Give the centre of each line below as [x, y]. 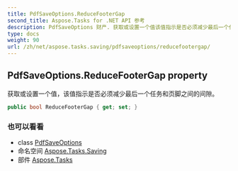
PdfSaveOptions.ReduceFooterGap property [107, 76]
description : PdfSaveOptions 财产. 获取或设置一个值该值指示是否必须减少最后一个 [118, 27]
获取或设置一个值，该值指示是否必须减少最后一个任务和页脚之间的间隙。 [113, 94]
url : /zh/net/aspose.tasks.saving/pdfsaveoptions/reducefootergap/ [109, 47]
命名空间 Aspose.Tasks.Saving [62, 150]
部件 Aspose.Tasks [45, 160]
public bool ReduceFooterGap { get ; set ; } [73, 107]
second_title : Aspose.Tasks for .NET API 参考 [76, 21]
